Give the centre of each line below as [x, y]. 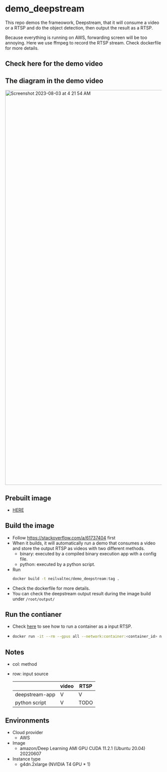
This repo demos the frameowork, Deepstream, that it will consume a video [82, 22]
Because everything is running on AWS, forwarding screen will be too [76, 37]
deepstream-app [35, 695]
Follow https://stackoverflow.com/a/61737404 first [64, 537]
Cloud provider [28, 732]
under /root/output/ [34, 599]
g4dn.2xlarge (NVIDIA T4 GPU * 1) [55, 764]
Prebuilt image [28, 498]
